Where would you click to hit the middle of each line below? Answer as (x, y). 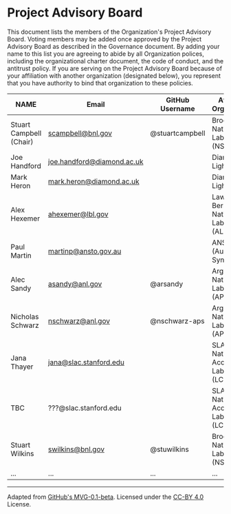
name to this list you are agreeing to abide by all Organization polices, (106, 54)
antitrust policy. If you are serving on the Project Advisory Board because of (114, 68)
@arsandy (167, 284)
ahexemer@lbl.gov (78, 214)
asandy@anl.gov (75, 284)
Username (178, 108)
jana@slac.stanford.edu (86, 362)
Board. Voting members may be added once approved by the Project (104, 39)
